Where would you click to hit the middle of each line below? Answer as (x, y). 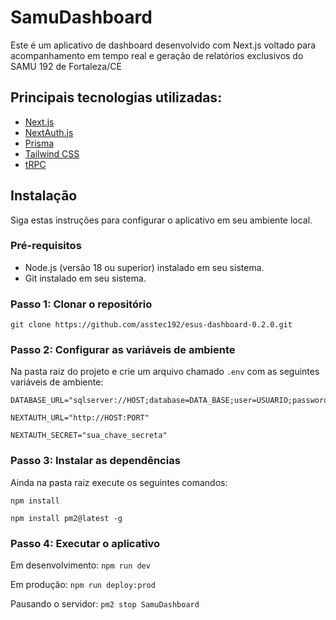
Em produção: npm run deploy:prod (83, 585)
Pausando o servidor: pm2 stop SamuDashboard (105, 604)
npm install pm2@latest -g (66, 518)
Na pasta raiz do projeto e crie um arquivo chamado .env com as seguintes (165, 372)
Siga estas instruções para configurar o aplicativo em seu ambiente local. (161, 220)
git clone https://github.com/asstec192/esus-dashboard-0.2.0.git (151, 325)
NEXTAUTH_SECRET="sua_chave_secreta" (89, 436)
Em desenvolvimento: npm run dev (80, 565)
